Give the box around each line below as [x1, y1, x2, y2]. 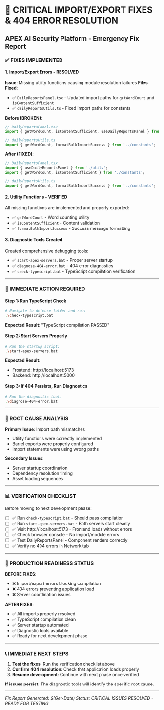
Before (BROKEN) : [5, 115, 42, 121]
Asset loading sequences [12, 476, 63, 482]
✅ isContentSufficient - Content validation [12, 220, 100, 226]
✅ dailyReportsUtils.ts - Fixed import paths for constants [12, 105, 131, 111]
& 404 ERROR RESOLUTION [5, 15, 119, 26]
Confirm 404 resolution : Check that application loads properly [12, 666, 139, 672]
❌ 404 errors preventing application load [12, 586, 94, 592]
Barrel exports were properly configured [12, 441, 94, 447]
